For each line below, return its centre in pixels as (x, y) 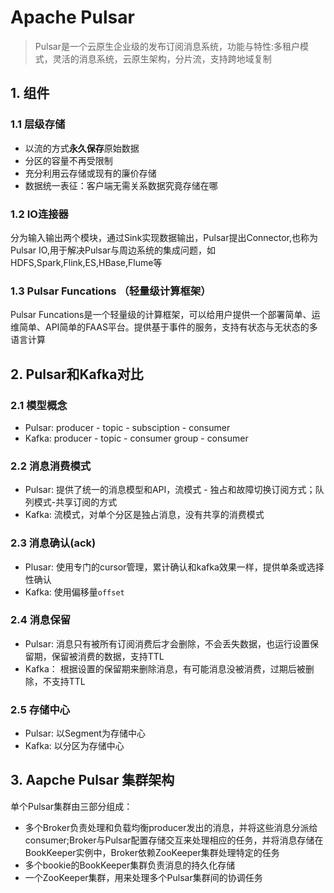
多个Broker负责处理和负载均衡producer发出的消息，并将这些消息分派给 (171, 827)
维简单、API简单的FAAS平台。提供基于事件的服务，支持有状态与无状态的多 (164, 327)
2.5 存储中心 (40, 709)
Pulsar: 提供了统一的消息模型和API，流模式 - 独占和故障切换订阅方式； (170, 490)
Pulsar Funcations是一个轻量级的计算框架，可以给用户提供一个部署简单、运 (165, 315)
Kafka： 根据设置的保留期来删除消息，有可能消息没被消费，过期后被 (165, 668)
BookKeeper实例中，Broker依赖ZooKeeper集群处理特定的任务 (152, 852)
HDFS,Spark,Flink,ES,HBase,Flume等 (86, 262)
